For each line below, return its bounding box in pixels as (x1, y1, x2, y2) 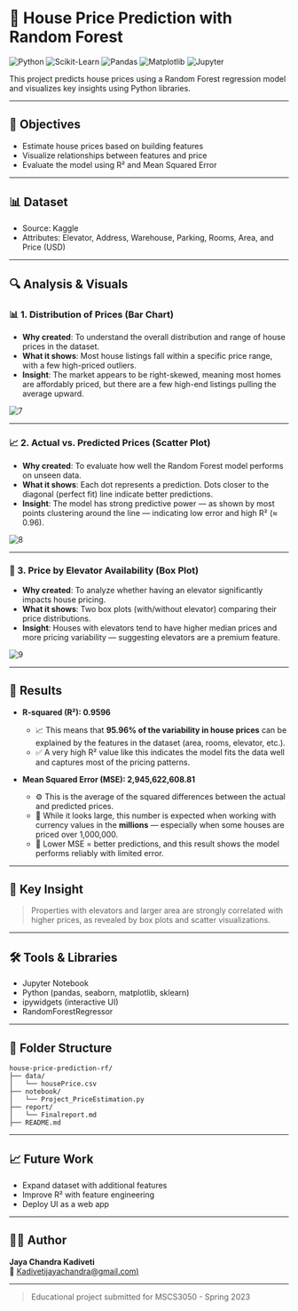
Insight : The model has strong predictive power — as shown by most (21, 497, 275, 509)
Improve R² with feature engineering (21, 1189, 155, 1200)
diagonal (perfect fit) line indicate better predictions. (21, 489, 214, 499)
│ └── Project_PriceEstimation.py (9, 1095, 145, 1104)
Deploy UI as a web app (21, 1198, 109, 1209)
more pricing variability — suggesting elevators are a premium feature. (21, 632, 281, 642)
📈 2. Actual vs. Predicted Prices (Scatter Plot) (9, 437, 211, 449)
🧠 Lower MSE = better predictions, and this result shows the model (35, 838, 279, 849)
